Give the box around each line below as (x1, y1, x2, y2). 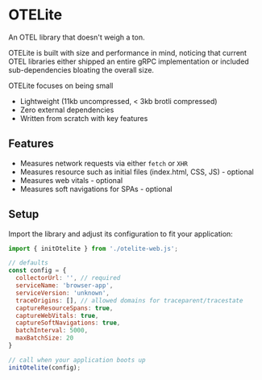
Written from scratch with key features (19, 113, 148, 123)
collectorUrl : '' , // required (15, 274, 121, 282)
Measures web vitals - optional (19, 175, 123, 185)
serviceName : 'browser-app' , (15, 282, 114, 290)
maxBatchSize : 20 (15, 334, 74, 342)
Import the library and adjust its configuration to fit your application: (8, 228, 234, 239)
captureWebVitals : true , (15, 311, 99, 319)
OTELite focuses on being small (8, 81, 114, 90)
